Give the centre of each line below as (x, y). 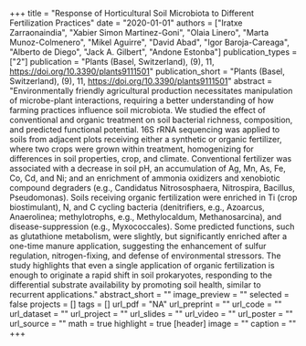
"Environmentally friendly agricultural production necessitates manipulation (151, 91)
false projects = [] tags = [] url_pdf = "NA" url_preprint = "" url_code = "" (146, 304)
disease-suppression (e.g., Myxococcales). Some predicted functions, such (152, 226)
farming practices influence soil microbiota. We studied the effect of (138, 110)
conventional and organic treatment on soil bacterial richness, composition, (151, 120)
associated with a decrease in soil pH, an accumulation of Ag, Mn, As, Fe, (148, 168)
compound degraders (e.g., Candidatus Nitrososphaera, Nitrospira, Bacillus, (152, 188)
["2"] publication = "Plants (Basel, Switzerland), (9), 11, (112, 62)
